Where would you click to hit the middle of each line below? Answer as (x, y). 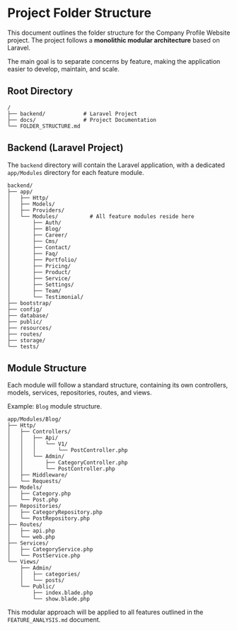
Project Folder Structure (80, 13)
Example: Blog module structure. (55, 407)
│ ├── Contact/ (39, 247)
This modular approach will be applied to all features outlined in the (105, 612)
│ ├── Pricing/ (39, 266)
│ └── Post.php (33, 500)
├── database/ (28, 315)
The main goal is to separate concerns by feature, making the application (114, 61)
